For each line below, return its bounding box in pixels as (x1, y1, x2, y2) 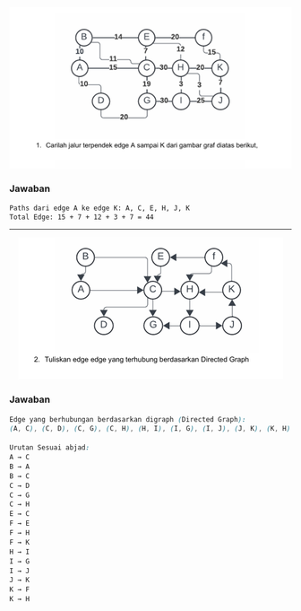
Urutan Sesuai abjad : (9, 443, 90, 452)
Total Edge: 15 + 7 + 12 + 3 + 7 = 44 (9, 213, 154, 222)
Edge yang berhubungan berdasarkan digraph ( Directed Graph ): (9, 415, 246, 423)
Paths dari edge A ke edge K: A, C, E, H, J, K (9, 204, 191, 213)
